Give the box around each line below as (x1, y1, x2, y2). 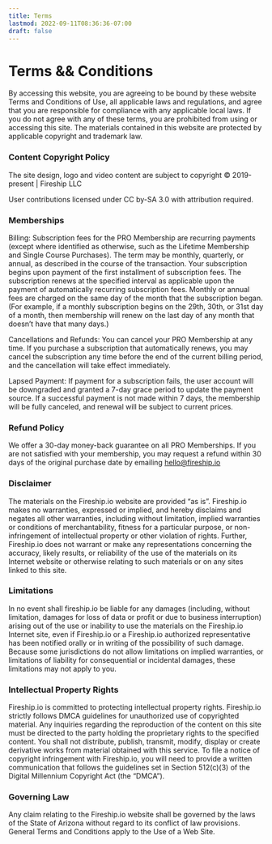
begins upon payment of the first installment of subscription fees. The (8, 267, 242, 277)
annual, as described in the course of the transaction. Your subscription (8, 258, 248, 268)
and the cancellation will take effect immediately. (8, 360, 172, 370)
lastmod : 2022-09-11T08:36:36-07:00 (8, 19, 132, 28)
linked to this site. (8, 565, 67, 575)
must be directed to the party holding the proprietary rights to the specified (8, 728, 259, 738)
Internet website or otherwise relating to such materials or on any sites (8, 556, 244, 566)
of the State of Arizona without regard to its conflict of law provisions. (8, 818, 240, 828)
